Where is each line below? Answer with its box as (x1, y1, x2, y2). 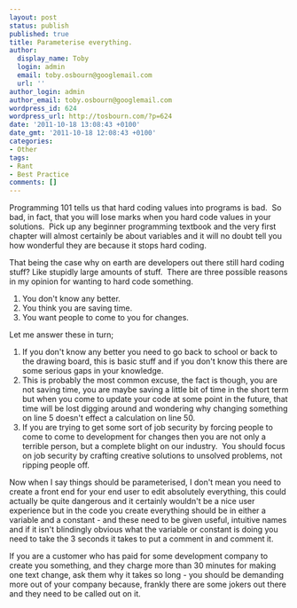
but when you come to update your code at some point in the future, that (21, 394, 288, 405)
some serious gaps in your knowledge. (21, 366, 164, 376)
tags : (9, 153, 29, 162)
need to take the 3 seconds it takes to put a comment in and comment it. (9, 533, 274, 544)
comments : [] (9, 178, 58, 187)
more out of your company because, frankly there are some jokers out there (9, 579, 286, 590)
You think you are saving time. (21, 303, 133, 313)
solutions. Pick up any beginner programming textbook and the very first (9, 221, 277, 232)
